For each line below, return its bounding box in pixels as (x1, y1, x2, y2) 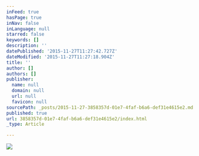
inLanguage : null (6, 25, 50, 32)
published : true (6, 110, 47, 116)
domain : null (11, 88, 45, 94)
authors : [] (6, 71, 36, 77)
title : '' (6, 59, 31, 65)
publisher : (6, 76, 34, 82)
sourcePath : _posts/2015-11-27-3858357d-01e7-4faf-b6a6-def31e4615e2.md (6, 104, 194, 111)
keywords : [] (6, 37, 39, 43)
